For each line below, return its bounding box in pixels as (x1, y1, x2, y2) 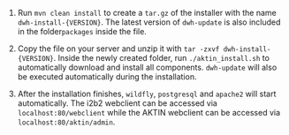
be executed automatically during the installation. (17, 71, 197, 82)
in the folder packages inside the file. (17, 26, 148, 36)
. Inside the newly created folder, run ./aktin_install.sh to (53, 53, 270, 63)
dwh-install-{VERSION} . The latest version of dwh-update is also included (17, 17, 281, 27)
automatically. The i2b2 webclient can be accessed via (17, 98, 218, 109)
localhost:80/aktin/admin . (17, 116, 116, 127)
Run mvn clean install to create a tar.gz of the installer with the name (17, 8, 277, 18)
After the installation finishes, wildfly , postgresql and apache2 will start (17, 88, 277, 99)
